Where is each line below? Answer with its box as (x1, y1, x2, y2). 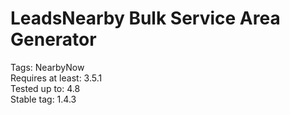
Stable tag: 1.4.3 (10, 93, 77, 105)
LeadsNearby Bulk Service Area (10, 7, 281, 30)
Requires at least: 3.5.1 (10, 72, 103, 84)
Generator (10, 28, 97, 51)
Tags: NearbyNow (10, 61, 85, 73)
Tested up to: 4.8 (10, 82, 81, 94)
